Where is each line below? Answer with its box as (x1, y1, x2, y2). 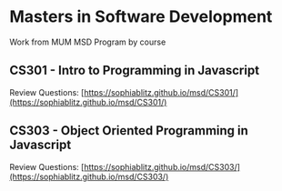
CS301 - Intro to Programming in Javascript (9, 63, 260, 78)
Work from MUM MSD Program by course (9, 36, 166, 47)
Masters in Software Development (9, 6, 273, 27)
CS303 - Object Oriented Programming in (9, 123, 248, 138)
